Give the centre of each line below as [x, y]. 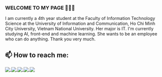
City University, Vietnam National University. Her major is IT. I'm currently [79, 29]
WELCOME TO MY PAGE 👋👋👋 [40, 8]
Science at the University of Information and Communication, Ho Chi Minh [80, 23]
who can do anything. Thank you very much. [50, 39]
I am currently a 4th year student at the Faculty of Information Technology [80, 19]
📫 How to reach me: [37, 55]
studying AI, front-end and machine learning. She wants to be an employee [81, 34]
